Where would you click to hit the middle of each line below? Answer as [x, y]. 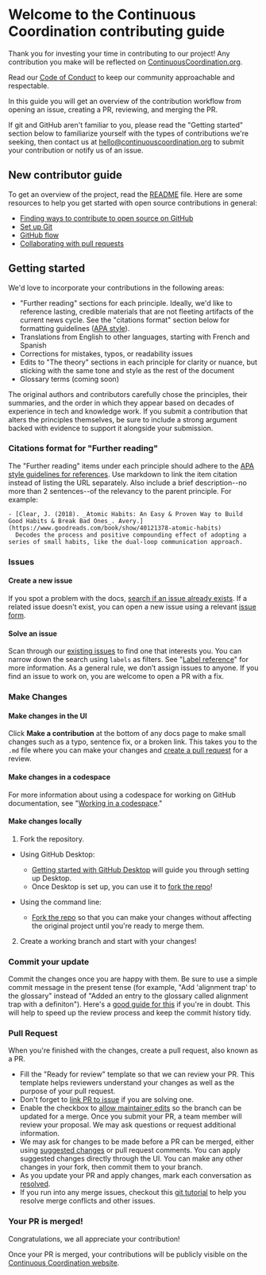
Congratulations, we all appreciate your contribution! [94, 1238]
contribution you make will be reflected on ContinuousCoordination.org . [125, 62]
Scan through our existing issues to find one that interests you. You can [125, 651]
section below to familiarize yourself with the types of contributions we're [129, 133]
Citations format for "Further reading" [83, 449]
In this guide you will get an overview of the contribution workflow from [125, 101]
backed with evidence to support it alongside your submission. [111, 428]
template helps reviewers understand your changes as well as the [127, 1083]
